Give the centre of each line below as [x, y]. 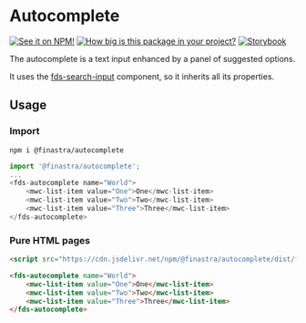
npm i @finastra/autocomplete [67, 150]
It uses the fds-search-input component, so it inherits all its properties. [142, 76]
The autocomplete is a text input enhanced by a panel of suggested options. [153, 58]
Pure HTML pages [50, 240]
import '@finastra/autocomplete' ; [75, 166]
